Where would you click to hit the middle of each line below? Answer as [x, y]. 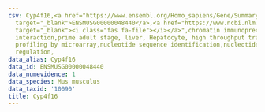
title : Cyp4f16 [33, 96]
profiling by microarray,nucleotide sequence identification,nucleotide [137, 45]
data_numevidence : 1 [42, 74]
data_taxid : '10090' [42, 89]
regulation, [35, 52]
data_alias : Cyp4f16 [42, 60]
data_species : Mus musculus [54, 81]
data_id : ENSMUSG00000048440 [56, 67]
